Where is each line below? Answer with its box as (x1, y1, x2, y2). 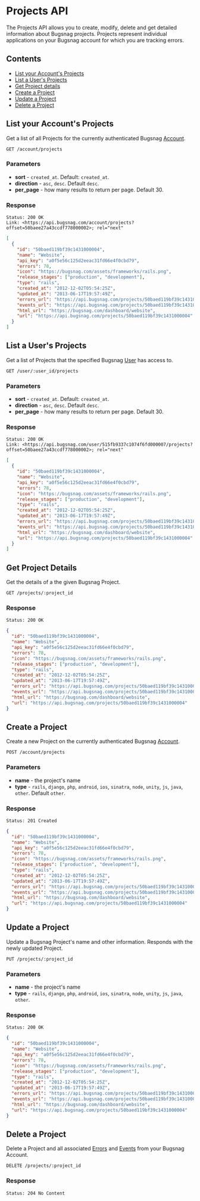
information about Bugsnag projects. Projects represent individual (6, 30, 168, 37)
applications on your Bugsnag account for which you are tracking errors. (6, 36, 185, 44)
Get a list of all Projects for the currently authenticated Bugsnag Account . (6, 134, 186, 141)
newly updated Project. (6, 944, 63, 952)
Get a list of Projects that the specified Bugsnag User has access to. (6, 356, 174, 363)
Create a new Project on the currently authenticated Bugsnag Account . (6, 738, 180, 745)
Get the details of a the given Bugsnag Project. (6, 579, 121, 586)
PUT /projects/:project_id (6, 956, 73, 962)
